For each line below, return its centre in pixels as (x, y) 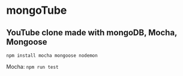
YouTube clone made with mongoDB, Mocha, (92, 33)
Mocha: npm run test (32, 67)
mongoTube (37, 10)
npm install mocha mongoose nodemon (52, 56)
